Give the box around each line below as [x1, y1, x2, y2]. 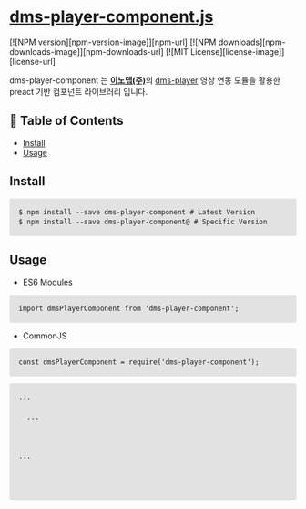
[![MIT [165, 46, 189, 57]
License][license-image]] [190, 46, 285, 57]
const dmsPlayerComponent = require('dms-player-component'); [18, 358, 260, 367]
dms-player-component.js [9, 6, 214, 27]
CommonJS [22, 330, 67, 341]
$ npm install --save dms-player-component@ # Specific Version [18, 217, 268, 226]
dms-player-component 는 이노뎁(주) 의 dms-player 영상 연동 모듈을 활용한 [9, 75, 280, 86]
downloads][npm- [218, 36, 286, 47]
